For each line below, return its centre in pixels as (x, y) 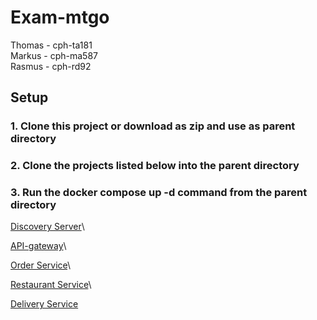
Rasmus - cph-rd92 (51, 66)
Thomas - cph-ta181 (51, 45)
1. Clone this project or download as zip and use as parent (153, 126)
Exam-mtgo (60, 17)
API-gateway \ (38, 246)
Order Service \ (41, 265)
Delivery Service (44, 304)
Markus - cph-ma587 (54, 55)
